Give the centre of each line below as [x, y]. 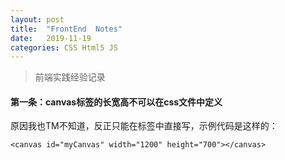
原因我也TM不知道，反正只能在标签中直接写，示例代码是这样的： [144, 126]
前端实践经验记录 [70, 77]
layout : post [37, 19]
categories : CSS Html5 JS [64, 47]
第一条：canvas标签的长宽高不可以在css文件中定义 [116, 102]
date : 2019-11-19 [51, 38]
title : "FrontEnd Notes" [66, 29]
